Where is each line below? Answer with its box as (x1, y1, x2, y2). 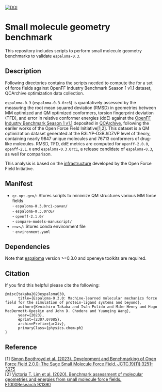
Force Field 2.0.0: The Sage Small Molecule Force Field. (5, 361, 116, 367)
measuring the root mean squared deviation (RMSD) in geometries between (5, 105, 156, 110)
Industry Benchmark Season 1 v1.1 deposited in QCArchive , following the (5, 120, 149, 126)
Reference (5, 343, 37, 351)
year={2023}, (17, 313, 45, 318)
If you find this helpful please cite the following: (5, 282, 100, 288)
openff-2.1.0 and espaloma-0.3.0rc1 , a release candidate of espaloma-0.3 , (5, 146, 154, 152)
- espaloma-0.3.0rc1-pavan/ (12, 203, 68, 208)
